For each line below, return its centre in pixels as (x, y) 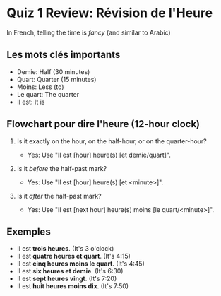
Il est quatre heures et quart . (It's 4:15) (74, 256)
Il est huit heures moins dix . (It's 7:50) (72, 286)
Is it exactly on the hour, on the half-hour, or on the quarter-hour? (112, 141)
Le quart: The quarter (48, 94)
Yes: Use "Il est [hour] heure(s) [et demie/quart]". (99, 155)
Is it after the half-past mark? (59, 196)
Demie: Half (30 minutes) (53, 71)
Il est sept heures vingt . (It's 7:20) (67, 279)
